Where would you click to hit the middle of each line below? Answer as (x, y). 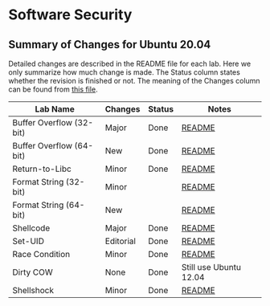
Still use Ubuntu (211, 267)
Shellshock (33, 290)
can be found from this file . (53, 89)
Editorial (121, 241)
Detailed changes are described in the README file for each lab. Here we (130, 63)
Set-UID (28, 241)
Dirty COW (33, 272)
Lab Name (55, 109)
